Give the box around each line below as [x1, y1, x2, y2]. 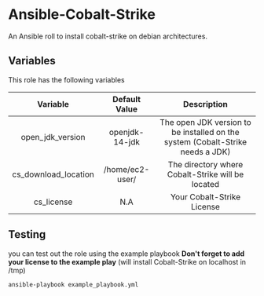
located [191, 178, 220, 189]
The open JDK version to [159, 116, 251, 127]
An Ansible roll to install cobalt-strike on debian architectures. [8, 31, 208, 41]
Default [112, 93, 141, 104]
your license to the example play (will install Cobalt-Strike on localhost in [8, 257, 246, 266]
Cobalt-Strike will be [167, 169, 244, 180]
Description [183, 98, 228, 109]
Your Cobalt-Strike [170, 191, 241, 202]
